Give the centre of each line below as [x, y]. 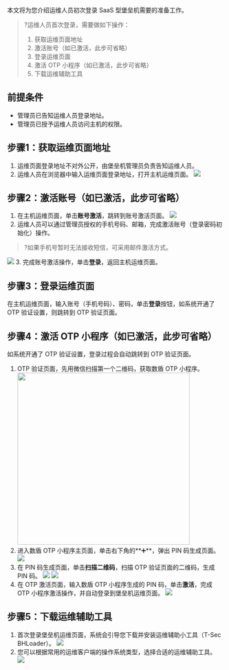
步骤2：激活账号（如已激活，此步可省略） [96, 198]
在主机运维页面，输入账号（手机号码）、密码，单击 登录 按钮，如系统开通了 [111, 304]
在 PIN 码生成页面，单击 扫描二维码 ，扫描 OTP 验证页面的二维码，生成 [116, 568]
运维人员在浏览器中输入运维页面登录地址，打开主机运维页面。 [105, 174]
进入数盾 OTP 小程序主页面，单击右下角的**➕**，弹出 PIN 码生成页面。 [118, 551]
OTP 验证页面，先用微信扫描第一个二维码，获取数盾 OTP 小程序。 [110, 369]
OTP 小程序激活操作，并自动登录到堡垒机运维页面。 [90, 593]
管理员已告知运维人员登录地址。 [62, 115]
